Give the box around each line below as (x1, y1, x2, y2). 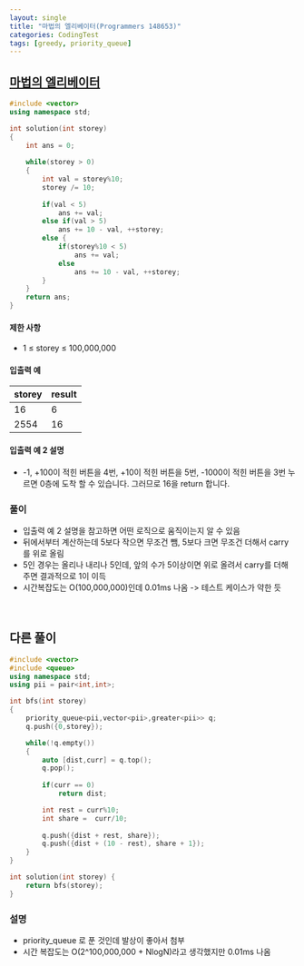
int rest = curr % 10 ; (42, 805, 120, 814)
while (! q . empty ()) (25, 738, 95, 747)
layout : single (9, 13, 67, 23)
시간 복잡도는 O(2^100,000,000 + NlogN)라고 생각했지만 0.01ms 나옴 (22, 946, 271, 957)
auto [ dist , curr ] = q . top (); (42, 755, 152, 764)
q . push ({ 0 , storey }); (25, 722, 103, 731)
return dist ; (57, 789, 107, 799)
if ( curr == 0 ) (42, 781, 95, 790)
